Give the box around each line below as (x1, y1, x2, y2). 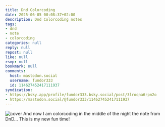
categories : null (5, 40, 42, 46)
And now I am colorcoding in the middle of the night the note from (23, 111, 160, 117)
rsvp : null (5, 59, 28, 64)
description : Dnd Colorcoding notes (5, 17, 82, 22)
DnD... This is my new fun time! (5, 116, 70, 122)
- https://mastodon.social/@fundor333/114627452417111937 (5, 97, 130, 102)
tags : (5, 21, 17, 27)
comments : (5, 69, 26, 74)
